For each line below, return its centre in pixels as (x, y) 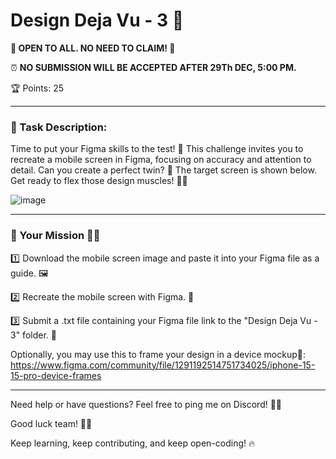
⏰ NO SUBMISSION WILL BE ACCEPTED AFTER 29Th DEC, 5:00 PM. (153, 67)
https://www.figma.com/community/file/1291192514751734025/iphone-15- (163, 365)
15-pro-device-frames (56, 375)
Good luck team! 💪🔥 (51, 423)
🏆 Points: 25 (37, 88)
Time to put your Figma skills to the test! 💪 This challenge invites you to (157, 149)
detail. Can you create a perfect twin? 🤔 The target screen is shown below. (163, 170)
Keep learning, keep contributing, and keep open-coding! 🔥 (133, 443)
